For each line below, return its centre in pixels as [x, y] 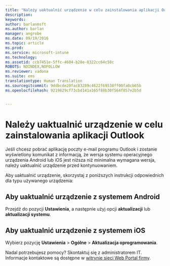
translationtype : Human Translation [44, 81]
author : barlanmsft [26, 24]
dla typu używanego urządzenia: [39, 181]
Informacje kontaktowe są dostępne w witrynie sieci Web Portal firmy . [78, 258]
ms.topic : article [25, 43]
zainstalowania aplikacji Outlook [75, 135]
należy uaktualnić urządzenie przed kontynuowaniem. [61, 165]
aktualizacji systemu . [28, 215]
